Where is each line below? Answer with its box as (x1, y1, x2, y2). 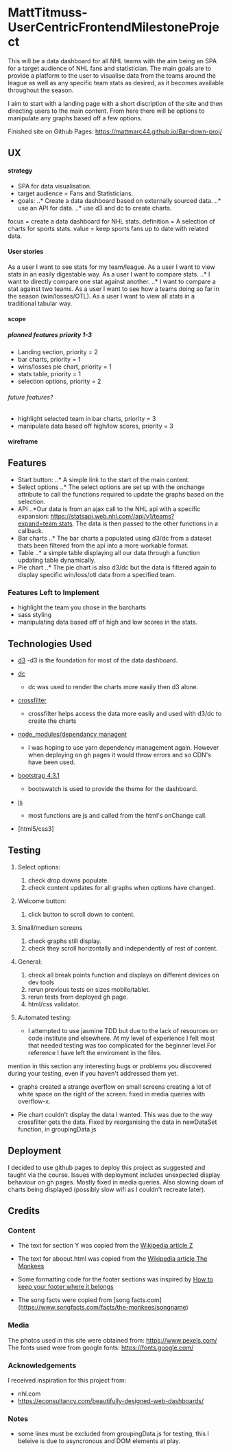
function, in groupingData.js (17, 1125, 97, 1133)
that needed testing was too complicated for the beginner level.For (27, 1041, 217, 1050)
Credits (8, 1205, 40, 1217)
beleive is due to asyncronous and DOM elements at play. (17, 1437, 181, 1445)
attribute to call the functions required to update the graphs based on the (17, 490, 225, 498)
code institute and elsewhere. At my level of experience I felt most (27, 1034, 215, 1042)
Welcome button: (17, 896, 66, 905)
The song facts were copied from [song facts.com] (17, 1296, 162, 1304)
